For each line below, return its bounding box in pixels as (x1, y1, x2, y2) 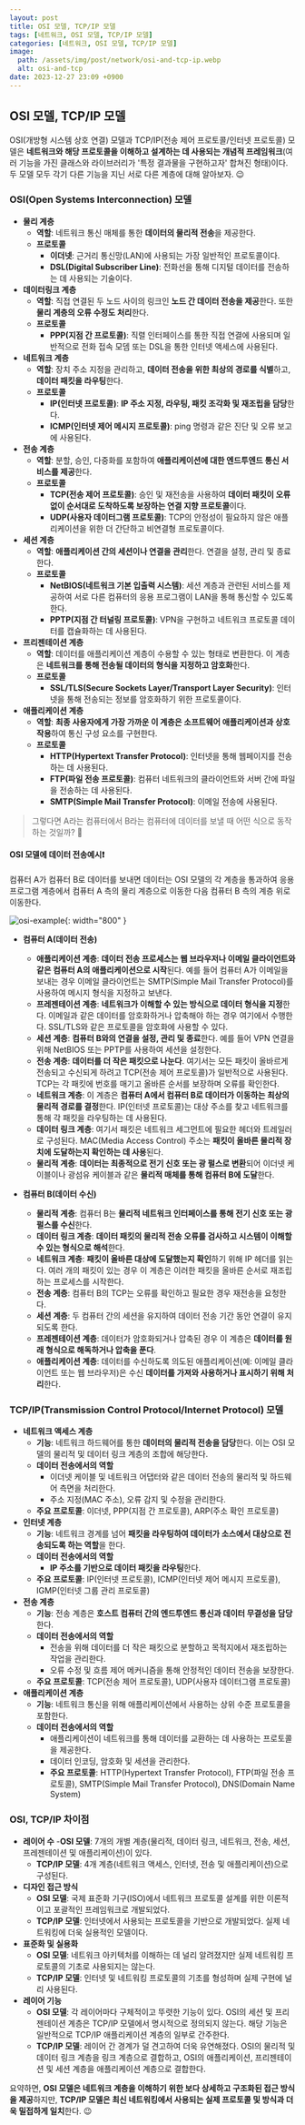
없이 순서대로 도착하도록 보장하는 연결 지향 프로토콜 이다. (49, 500, 247, 511)
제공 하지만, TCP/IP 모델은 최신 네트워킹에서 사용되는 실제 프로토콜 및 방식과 (18, 2094, 284, 2105)
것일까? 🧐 (48, 826, 84, 837)
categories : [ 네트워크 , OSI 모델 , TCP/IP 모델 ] (9, 38, 178, 48)
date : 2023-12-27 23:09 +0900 (9, 73, 124, 82)
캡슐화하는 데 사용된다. (66, 625, 147, 636)
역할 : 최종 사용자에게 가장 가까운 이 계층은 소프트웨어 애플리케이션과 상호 (35, 716, 290, 727)
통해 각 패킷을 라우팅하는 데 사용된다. (35, 1112, 168, 1124)
